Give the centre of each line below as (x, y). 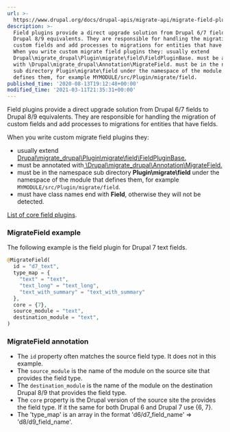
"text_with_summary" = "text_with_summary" (82, 292)
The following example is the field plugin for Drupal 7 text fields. (97, 248)
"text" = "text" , (44, 279)
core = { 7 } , (30, 305)
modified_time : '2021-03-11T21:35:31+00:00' (72, 90)
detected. (30, 202)
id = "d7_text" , (36, 267)
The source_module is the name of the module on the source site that (113, 371)
